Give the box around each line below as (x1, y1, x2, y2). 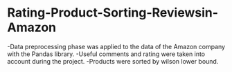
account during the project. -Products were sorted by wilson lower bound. (7, 57, 219, 65)
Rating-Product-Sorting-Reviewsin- (7, 5, 219, 21)
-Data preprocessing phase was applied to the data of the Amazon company (7, 42, 226, 51)
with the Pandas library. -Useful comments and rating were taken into (7, 50, 206, 58)
